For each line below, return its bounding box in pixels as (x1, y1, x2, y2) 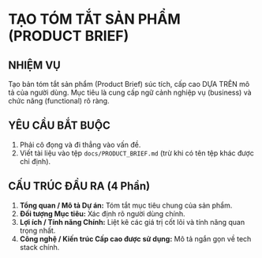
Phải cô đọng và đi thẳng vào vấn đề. (19, 140, 141, 149)
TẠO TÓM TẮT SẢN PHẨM (8, 10, 182, 28)
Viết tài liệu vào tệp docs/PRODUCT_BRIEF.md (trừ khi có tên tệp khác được (19, 148, 254, 158)
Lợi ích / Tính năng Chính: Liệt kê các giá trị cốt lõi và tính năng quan (19, 217, 245, 226)
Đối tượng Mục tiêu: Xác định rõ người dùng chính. (19, 208, 185, 219)
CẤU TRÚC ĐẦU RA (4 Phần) (8, 180, 151, 193)
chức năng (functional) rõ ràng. (8, 96, 110, 105)
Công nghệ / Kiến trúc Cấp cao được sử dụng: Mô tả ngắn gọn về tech (19, 234, 252, 243)
